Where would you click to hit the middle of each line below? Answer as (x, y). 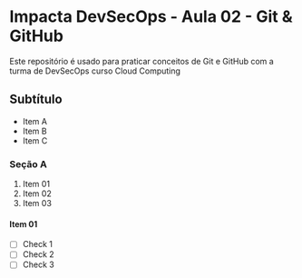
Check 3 (38, 264)
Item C (35, 140)
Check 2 (38, 254)
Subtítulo (36, 99)
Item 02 (37, 194)
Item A (35, 121)
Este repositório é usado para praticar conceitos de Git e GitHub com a (141, 61)
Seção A (28, 164)
